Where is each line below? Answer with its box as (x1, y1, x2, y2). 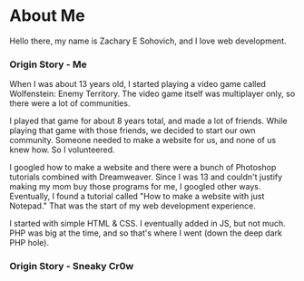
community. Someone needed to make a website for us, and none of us (9, 135, 277, 146)
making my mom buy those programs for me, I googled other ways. (9, 181, 261, 192)
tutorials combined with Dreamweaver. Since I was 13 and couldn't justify (9, 171, 283, 182)
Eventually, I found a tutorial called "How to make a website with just (9, 191, 265, 202)
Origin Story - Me (9, 58, 88, 71)
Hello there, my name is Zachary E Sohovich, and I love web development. (9, 35, 287, 46)
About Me (9, 5, 85, 26)
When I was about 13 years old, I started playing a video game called (9, 79, 266, 90)
